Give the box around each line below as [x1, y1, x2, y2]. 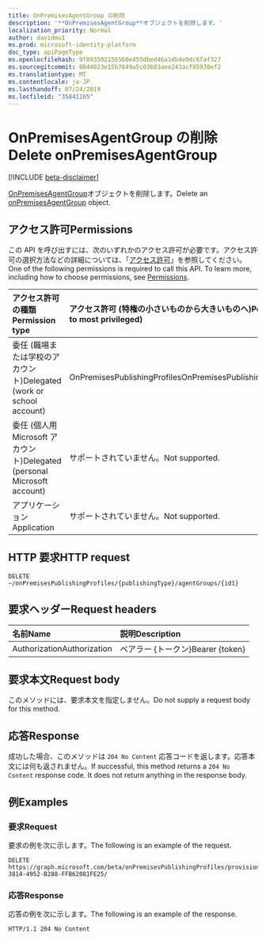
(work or [12, 385, 44, 396]
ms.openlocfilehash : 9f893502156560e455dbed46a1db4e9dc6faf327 [8, 56, 222, 64]
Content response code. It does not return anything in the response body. [8, 771, 248, 780]
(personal [12, 466, 48, 476]
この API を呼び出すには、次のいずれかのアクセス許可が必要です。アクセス [8, 245, 251, 254]
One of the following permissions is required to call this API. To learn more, [8, 264, 253, 273]
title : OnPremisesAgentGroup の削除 [8, 11, 126, 20]
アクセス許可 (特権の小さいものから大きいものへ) [69, 304, 252, 314]
